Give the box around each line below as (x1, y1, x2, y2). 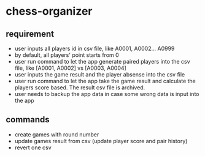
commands (6, 114, 50, 125)
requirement (6, 29, 55, 39)
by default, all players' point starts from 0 (14, 51, 119, 59)
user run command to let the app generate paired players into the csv (14, 58, 191, 65)
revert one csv (14, 144, 52, 151)
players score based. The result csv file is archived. (14, 84, 145, 91)
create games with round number (14, 130, 99, 138)
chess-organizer (6, 4, 93, 18)
